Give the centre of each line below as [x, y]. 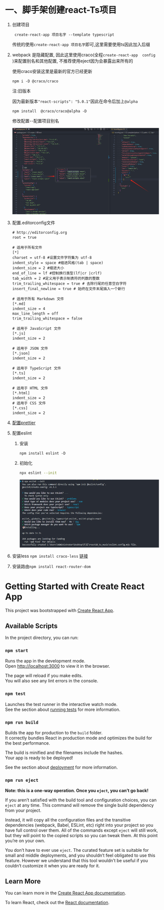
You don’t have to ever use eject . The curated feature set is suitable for [77, 850]
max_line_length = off [35, 314]
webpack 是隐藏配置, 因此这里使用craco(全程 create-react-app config [84, 55]
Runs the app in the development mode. [45, 661]
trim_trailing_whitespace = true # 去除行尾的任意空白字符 [69, 284]
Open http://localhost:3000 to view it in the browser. [58, 666]
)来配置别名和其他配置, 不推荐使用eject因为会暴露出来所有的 [72, 61]
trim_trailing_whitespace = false [47, 318]
